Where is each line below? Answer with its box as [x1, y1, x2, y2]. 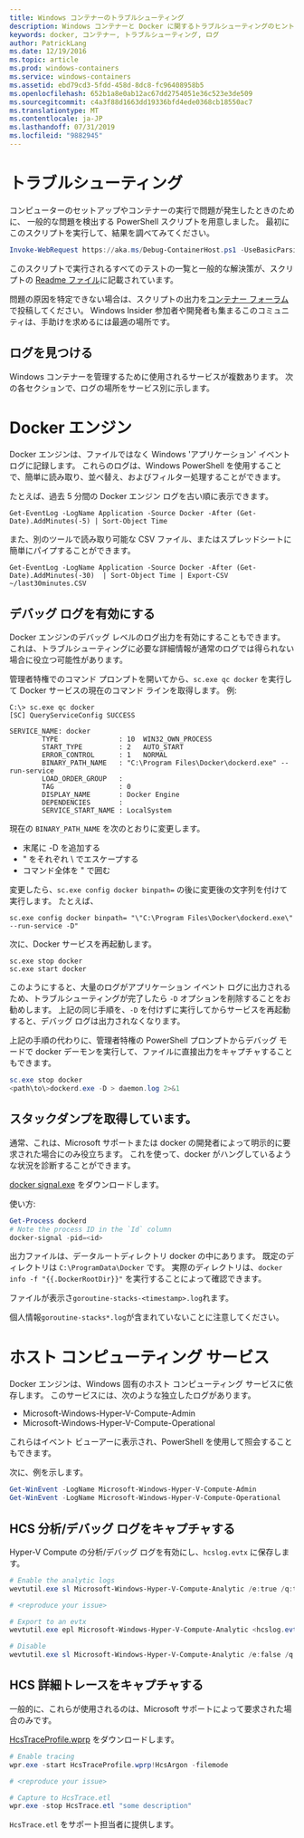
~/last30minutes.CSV [9, 579, 88, 589]
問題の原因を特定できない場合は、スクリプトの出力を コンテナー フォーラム [9, 294, 290, 304]
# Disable [9, 1641, 47, 1651]
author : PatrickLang [9, 38, 88, 48]
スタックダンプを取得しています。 [9, 1111, 197, 1127]
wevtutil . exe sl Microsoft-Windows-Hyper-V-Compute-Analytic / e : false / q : [9, 1650, 298, 1660]
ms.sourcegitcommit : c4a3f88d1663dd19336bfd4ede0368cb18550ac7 [9, 97, 253, 107]
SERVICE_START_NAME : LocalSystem [42, 806, 172, 815]
